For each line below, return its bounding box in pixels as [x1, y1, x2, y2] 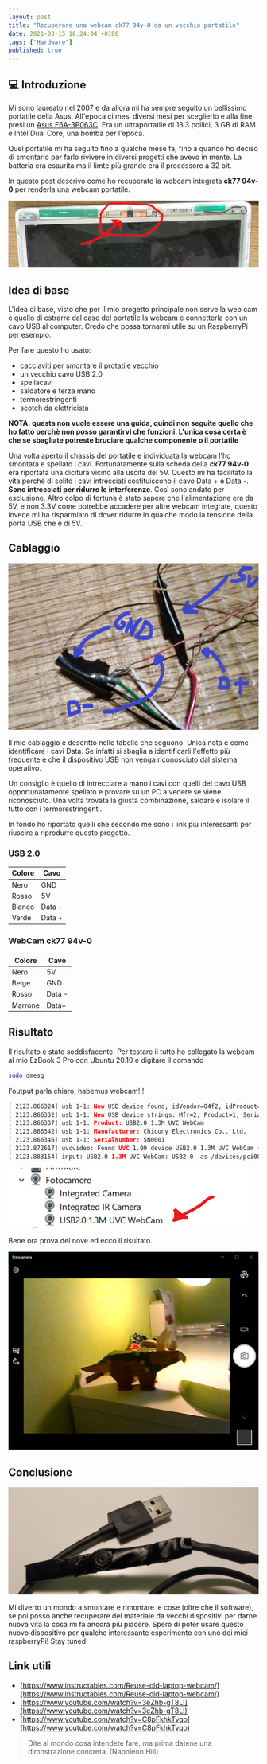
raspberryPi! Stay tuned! [8, 1637, 89, 1646]
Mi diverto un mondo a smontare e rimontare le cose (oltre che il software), [8, 1602, 254, 1612]
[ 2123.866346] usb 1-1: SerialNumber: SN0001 [8, 1136, 165, 1144]
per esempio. [8, 330, 52, 339]
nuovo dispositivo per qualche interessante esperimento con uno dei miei [8, 1628, 249, 1637]
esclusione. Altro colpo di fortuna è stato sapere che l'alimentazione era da [8, 493, 254, 502]
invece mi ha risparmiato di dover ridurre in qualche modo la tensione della [8, 509, 253, 519]
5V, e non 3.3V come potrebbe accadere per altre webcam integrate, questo [8, 501, 258, 511]
